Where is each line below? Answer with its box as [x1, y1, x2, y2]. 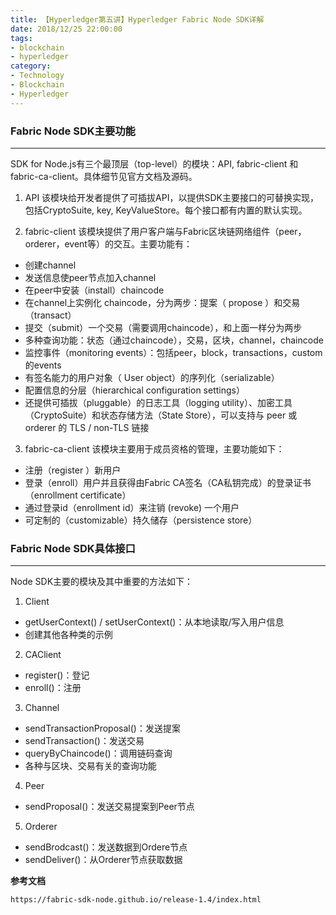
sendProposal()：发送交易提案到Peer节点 [24, 801, 195, 813]
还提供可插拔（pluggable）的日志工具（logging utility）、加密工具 [24, 396, 293, 408]
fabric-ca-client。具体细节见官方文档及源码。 [10, 170, 198, 182]
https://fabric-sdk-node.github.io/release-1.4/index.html [10, 895, 262, 905]
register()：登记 [24, 669, 90, 681]
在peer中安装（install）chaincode [24, 284, 165, 296]
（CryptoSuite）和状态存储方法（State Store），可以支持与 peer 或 [24, 409, 298, 421]
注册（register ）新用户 [24, 464, 122, 476]
